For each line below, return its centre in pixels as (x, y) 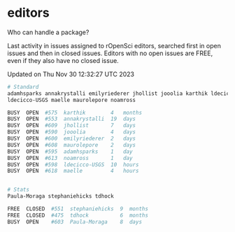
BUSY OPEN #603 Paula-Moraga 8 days (74, 222)
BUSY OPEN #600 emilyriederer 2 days (72, 139)
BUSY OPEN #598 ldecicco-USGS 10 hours (73, 165)
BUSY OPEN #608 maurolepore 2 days (72, 145)
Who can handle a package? (48, 32)
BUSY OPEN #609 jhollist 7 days (72, 126)
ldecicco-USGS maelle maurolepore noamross (72, 100)
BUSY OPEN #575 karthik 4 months (74, 113)
